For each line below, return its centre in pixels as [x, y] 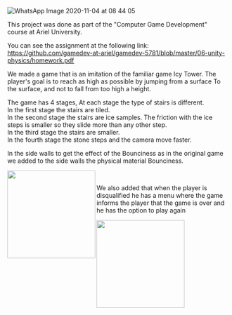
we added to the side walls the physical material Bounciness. [96, 161]
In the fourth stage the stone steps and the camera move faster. [99, 140]
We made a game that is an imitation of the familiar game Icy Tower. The [112, 74]
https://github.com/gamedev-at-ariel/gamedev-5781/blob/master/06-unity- [116, 53]
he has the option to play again [141, 210]
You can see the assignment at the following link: [78, 45]
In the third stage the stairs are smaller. [64, 132]
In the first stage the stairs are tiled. [59, 110]
